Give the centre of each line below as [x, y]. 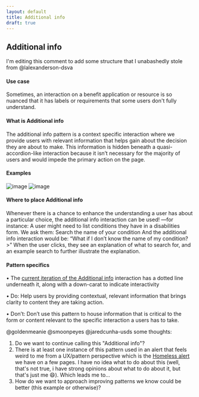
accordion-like [24, 153]
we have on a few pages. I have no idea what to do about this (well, [97, 362]
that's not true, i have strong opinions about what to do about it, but [97, 369]
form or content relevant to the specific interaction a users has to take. [93, 320]
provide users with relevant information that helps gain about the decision [97, 140]
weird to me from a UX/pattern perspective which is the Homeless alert [102, 356]
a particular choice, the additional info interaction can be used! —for [90, 219]
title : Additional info [36, 17]
